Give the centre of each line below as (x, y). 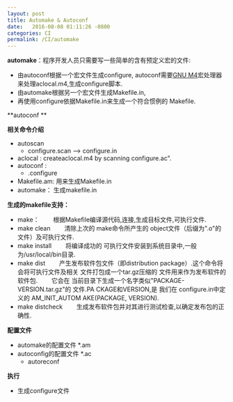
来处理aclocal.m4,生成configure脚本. (70, 84)
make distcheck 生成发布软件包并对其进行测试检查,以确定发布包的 (118, 307)
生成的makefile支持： (38, 205)
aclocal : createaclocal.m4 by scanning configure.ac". (94, 158)
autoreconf (43, 362)
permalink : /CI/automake (43, 40)
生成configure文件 (43, 391)
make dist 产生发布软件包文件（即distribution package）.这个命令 (117, 263)
